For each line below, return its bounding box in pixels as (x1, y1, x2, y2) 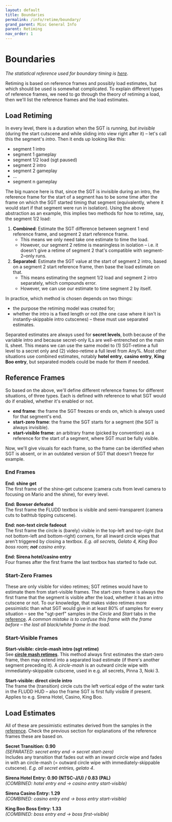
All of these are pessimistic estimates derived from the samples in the (5, 723, 152, 729)
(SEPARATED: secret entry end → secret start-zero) (5, 749, 114, 755)
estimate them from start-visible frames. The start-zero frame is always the (5, 589, 164, 595)
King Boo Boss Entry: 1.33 (5, 806, 61, 812)
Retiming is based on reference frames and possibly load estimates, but (5, 80, 157, 86)
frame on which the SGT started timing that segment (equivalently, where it (5, 199, 164, 205)
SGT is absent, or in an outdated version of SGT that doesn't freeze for (5, 450, 155, 456)
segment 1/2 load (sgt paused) (12, 157, 78, 163)
